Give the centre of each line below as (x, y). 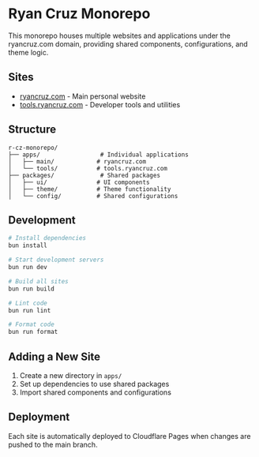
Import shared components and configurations (96, 392)
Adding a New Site (54, 356)
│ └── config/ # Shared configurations (93, 196)
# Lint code (28, 303)
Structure (32, 130)
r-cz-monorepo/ (33, 148)
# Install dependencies (47, 238)
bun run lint (30, 310)
